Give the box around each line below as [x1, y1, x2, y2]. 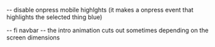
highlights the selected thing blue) [6, 13, 103, 21]
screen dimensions [6, 33, 60, 42]
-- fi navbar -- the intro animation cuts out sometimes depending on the [6, 27, 209, 34]
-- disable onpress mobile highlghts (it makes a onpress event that [6, 6, 194, 14]
